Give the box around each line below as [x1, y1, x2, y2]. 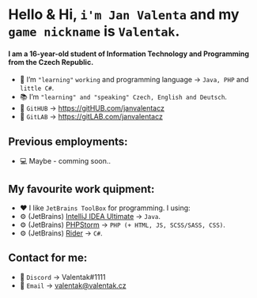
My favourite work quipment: [8, 182, 155, 195]
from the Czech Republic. [8, 57, 94, 66]
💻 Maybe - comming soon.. [19, 157, 111, 166]
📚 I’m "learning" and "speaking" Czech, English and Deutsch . [19, 92, 228, 102]
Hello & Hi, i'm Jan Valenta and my [8, 6, 240, 24]
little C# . [19, 83, 55, 92]
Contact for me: [8, 251, 88, 265]
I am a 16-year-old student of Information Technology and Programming [8, 49, 250, 58]
